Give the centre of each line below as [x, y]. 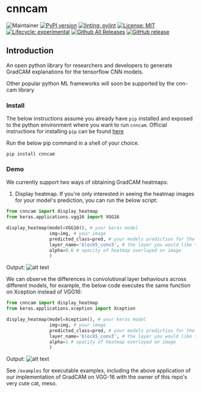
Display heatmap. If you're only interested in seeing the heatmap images [104, 194]
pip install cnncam [31, 154]
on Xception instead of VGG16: [44, 292]
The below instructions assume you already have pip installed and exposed [99, 119]
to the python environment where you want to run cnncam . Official [87, 125]
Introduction [30, 51]
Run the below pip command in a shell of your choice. [73, 143]
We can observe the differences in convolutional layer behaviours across [96, 279]
